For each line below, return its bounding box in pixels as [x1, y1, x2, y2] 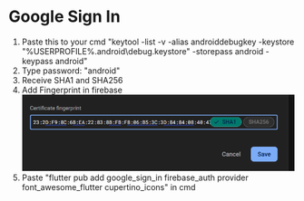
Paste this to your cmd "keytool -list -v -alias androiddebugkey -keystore [21, 36, 295, 47]
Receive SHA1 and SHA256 [21, 74, 123, 85]
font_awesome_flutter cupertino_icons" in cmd [21, 182, 196, 193]
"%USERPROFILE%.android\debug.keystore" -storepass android [21, 45, 264, 56]
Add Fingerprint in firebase [21, 84, 123, 95]
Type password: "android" [21, 65, 121, 76]
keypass [21, 55, 54, 66]
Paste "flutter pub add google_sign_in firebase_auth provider [21, 172, 249, 183]
